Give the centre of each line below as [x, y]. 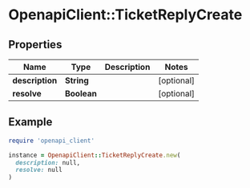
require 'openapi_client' [51, 141]
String [77, 80]
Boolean [81, 94]
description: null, [48, 162]
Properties [35, 45]
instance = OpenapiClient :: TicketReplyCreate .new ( [95, 155]
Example [30, 122]
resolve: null [39, 170]
